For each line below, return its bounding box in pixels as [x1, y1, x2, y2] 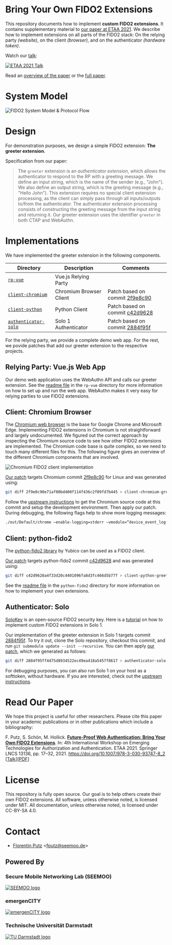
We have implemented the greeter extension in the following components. [5, 252, 161, 258]
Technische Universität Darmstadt [5, 922, 93, 929]
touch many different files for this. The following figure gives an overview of [5, 449, 165, 455]
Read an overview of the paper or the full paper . [5, 72, 106, 78]
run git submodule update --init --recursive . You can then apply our [5, 643, 155, 649]
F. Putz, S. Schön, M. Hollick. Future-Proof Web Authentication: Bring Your [5, 734, 165, 740]
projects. [5, 348, 24, 354]
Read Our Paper [5, 696, 74, 708]
